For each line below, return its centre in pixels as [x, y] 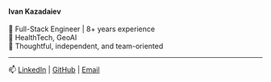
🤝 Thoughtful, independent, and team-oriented [86, 46]
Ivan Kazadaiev [35, 11]
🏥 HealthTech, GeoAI [43, 38]
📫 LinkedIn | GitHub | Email [54, 70]
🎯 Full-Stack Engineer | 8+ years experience [82, 29]
